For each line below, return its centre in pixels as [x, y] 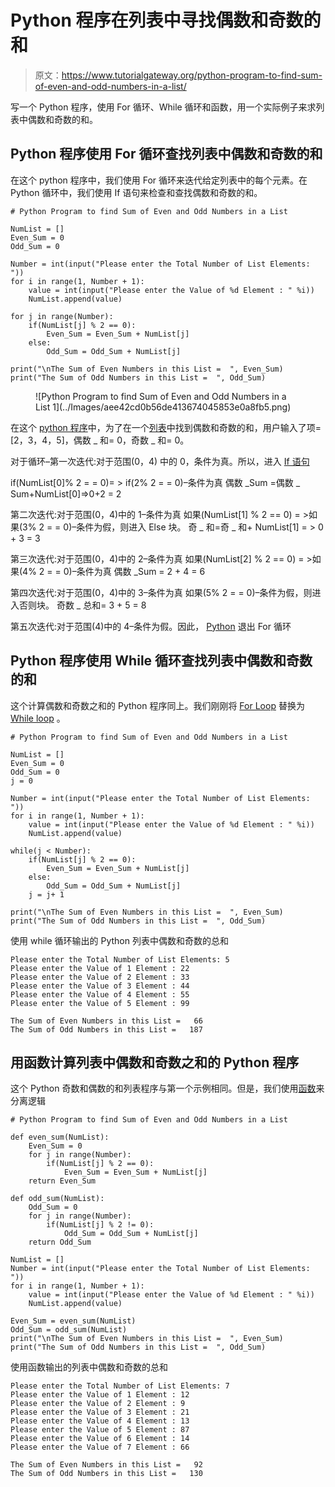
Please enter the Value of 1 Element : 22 [100, 968]
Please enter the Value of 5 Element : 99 [100, 1003]
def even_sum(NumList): [60, 1137]
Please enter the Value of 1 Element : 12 [100, 1395]
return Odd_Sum [60, 1242]
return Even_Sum [62, 1181]
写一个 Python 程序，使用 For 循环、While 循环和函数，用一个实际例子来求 [163, 107]
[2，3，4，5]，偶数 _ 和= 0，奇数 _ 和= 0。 [100, 440]
